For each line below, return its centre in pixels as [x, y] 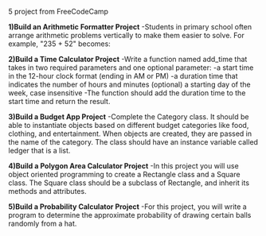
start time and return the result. [59, 101]
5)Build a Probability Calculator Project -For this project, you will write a [127, 207]
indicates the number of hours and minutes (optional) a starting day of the [129, 84]
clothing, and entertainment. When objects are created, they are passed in [130, 133]
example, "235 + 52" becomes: [60, 44]
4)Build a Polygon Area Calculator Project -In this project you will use [123, 166]
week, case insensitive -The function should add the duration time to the [127, 93]
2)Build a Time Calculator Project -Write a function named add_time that [128, 59]
